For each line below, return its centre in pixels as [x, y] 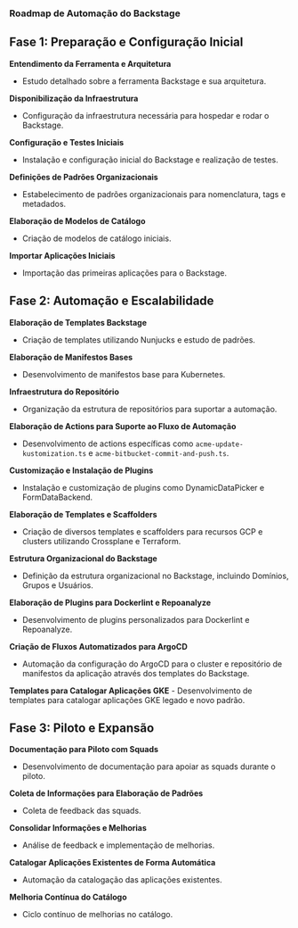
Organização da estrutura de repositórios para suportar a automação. [149, 409]
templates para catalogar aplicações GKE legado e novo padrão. [127, 700]
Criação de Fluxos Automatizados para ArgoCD [99, 646]
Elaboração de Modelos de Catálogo [77, 220]
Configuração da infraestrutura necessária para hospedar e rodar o [145, 115]
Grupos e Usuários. [57, 585]
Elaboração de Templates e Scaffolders [83, 514]
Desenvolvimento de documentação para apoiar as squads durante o [149, 766]
